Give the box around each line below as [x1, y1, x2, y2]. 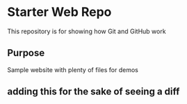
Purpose [7, 47, 45, 59]
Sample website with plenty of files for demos [7, 65, 139, 73]
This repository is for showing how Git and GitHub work [7, 27, 166, 35]
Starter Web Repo [7, 4, 112, 20]
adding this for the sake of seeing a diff [7, 86, 180, 98]
